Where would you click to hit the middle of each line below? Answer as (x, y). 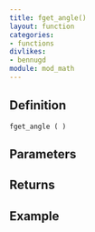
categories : (32, 35)
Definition (38, 106)
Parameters (43, 154)
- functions (32, 43)
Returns (33, 185)
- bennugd (28, 60)
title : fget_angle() (48, 18)
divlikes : (28, 52)
